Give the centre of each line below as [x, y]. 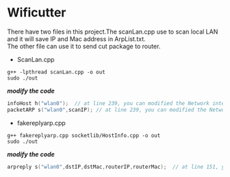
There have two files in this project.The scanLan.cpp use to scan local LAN [113, 32]
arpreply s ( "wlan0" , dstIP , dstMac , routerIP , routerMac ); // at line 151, [113, 167]
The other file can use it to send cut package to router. [84, 46]
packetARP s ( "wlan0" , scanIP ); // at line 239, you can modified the [107, 110]
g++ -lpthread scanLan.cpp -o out [56, 72]
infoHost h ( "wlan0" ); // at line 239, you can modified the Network [108, 103]
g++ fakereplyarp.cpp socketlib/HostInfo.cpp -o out [84, 135]
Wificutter [37, 13]
